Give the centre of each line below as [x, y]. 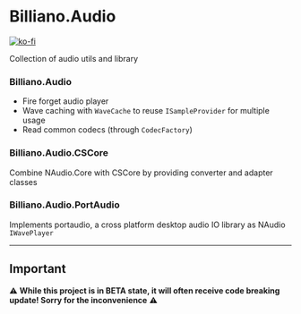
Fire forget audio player [65, 101]
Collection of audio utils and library [74, 58]
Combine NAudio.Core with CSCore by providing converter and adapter [141, 173]
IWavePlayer [31, 233]
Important [38, 269]
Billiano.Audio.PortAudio [65, 205]
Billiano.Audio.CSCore [59, 153]
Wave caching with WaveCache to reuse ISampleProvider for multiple [146, 111]
